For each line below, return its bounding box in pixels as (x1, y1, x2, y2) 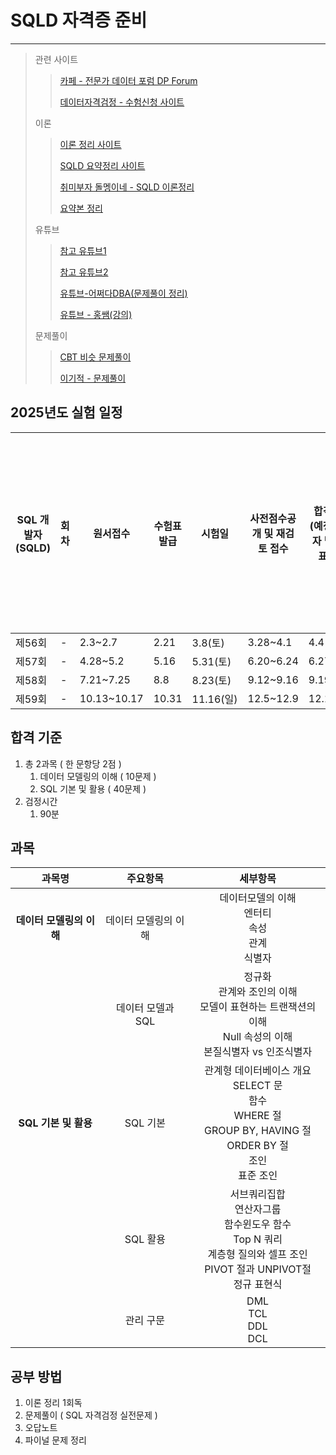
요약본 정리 (59, 202, 103, 214)
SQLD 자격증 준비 (10, 9, 148, 32)
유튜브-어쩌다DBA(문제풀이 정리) (59, 287, 188, 299)
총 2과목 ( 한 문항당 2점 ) (24, 757, 122, 770)
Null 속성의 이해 (222, 1030, 293, 1044)
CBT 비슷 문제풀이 (59, 351, 132, 363)
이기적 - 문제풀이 (59, 372, 127, 384)
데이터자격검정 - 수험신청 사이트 (59, 96, 185, 108)
